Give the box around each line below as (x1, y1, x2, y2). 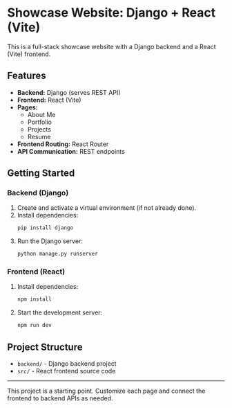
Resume (27, 132, 51, 141)
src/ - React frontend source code (17, 367, 116, 375)
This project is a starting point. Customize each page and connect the (7, 387, 206, 396)
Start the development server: (17, 308, 103, 317)
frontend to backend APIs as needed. (7, 394, 113, 402)
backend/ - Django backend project (17, 360, 117, 368)
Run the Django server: (17, 237, 83, 245)
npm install (17, 296, 52, 303)
